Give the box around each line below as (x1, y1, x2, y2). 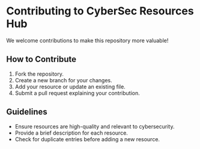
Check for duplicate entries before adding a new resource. (14, 135, 160, 142)
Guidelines (6, 107, 47, 117)
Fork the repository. (14, 70, 64, 78)
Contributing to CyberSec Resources (6, 4, 194, 18)
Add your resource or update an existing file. (14, 83, 126, 90)
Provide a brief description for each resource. (14, 129, 128, 136)
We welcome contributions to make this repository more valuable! (6, 37, 169, 44)
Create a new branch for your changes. (14, 76, 112, 84)
